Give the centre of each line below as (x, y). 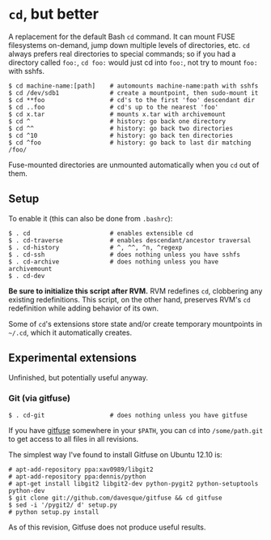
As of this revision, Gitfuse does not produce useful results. (107, 527)
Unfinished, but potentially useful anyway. (78, 377)
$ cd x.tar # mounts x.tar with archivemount (117, 114)
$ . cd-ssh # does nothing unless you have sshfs (125, 255)
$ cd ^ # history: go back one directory (117, 121)
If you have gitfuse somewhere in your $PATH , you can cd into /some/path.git (136, 430)
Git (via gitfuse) (40, 398)
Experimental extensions (73, 358)
